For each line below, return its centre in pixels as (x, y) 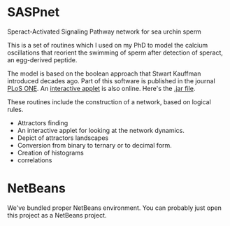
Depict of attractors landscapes (63, 138)
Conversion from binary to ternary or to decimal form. (95, 145)
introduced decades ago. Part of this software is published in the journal (111, 80)
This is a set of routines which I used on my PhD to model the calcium (108, 45)
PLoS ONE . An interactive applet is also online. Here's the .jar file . (101, 88)
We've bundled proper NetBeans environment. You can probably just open (114, 208)
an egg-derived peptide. (42, 59)
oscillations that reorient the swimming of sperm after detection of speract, (115, 52)
